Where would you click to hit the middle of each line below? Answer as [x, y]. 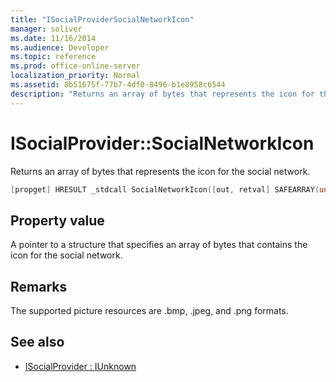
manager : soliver [46, 29]
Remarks [39, 286]
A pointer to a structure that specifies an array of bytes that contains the [159, 245]
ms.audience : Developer [60, 47]
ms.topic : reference [53, 57]
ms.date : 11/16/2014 [53, 38]
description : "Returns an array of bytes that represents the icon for [162, 94]
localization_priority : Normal [75, 76]
